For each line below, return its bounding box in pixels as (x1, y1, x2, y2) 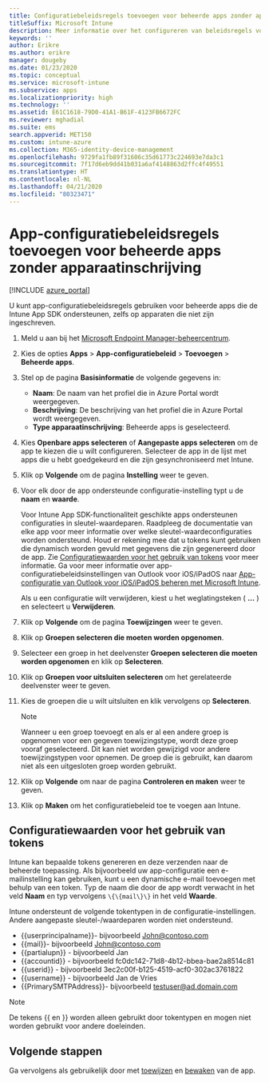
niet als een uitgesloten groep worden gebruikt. (20, 761, 176, 770)
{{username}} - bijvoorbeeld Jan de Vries (20, 973, 158, 983)
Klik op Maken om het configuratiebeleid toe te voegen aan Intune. (20, 801, 241, 810)
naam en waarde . (20, 494, 80, 504)
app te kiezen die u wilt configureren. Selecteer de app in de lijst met (20, 446, 247, 456)
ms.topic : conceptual (9, 71, 81, 79)
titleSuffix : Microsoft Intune (9, 19, 113, 27)
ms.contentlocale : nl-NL (9, 175, 92, 184)
